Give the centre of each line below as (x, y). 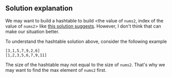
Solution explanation (39, 8)
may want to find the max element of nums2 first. (56, 70)
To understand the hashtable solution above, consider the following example (86, 41)
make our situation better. (32, 31)
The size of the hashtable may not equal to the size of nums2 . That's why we (85, 64)
